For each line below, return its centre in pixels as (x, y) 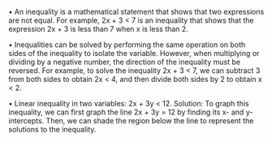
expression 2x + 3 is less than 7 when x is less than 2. (98, 29)
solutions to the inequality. (52, 129)
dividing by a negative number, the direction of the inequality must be (125, 62)
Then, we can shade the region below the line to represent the (150, 120)
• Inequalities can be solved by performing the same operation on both (127, 45)
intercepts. (26, 120)
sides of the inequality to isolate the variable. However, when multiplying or (134, 53)
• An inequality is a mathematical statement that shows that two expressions (136, 12)
